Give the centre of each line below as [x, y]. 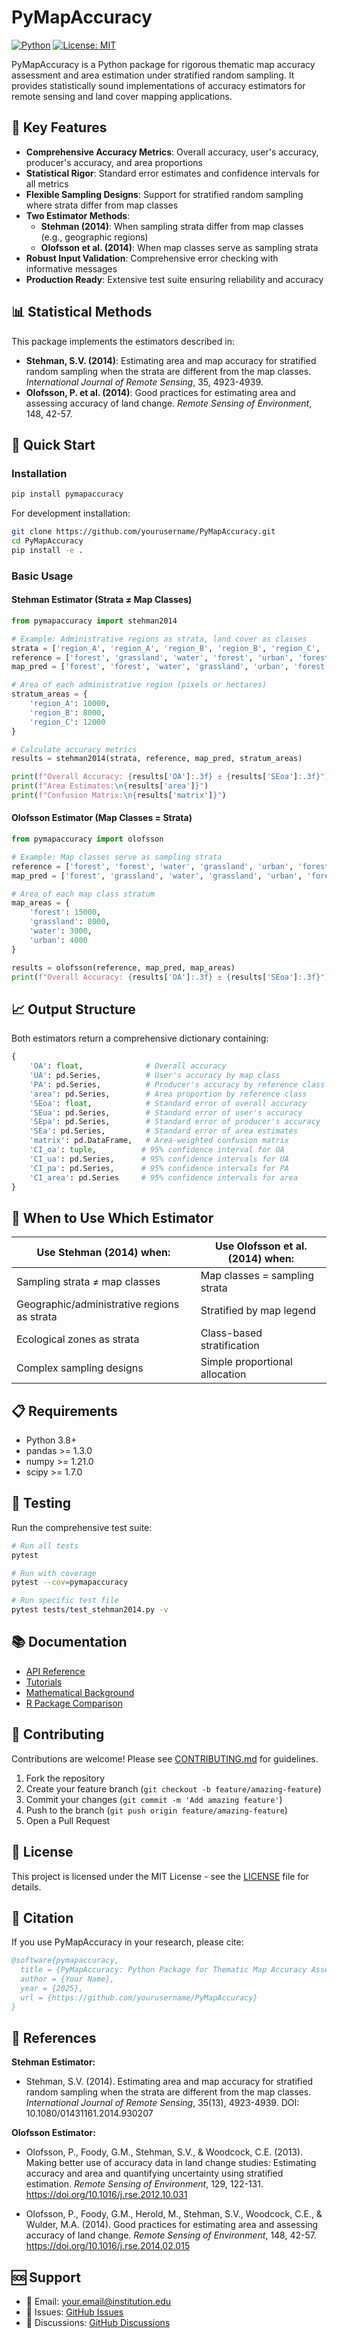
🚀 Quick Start [53, 444]
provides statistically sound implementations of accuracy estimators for [158, 85]
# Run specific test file [65, 1601]
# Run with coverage [54, 1573]
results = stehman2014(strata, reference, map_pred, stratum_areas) [157, 759]
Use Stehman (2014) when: [103, 1253]
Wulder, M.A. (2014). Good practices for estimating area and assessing [172, 2225]
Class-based [231, 1333]
